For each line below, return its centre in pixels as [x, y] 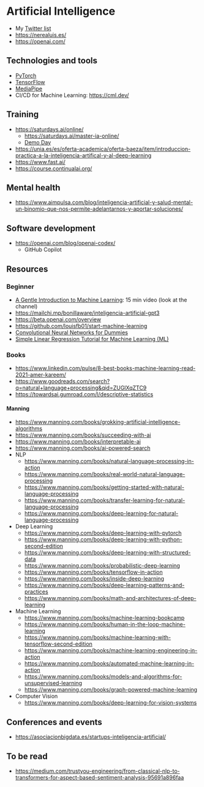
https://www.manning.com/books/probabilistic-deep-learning [102, 566]
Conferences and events [54, 722]
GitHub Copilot [43, 249]
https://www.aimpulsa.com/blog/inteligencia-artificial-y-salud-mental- [104, 202]
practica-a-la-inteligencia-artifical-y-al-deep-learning [83, 155]
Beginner [21, 286]
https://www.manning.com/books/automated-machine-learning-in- [109, 664]
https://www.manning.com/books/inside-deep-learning [94, 579]
